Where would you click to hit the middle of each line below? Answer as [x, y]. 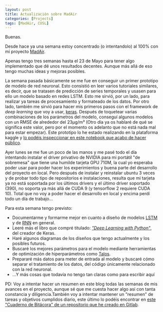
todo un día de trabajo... [29, 199]
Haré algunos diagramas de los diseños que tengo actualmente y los [81, 239]
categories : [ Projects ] [29, 18]
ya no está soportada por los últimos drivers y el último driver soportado [77, 184]
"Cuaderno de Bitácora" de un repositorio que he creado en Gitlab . [72, 305]
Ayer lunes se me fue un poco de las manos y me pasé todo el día [71, 152]
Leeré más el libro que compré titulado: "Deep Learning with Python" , [82, 228]
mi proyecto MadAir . [25, 52]
